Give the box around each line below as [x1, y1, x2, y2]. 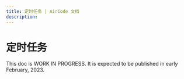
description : [6, 14, 38, 20]
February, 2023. [6, 66, 45, 73]
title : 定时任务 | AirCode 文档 [6, 8, 80, 15]
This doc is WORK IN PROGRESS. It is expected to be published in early [6, 60, 178, 67]
